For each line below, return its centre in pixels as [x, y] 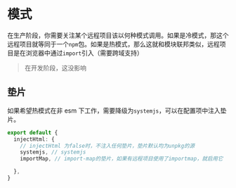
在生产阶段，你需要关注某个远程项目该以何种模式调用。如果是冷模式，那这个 [118, 35]
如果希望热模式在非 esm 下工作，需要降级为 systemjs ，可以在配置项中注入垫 [117, 111]
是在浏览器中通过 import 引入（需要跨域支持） [78, 53]
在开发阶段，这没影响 [55, 68]
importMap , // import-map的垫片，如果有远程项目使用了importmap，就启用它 [122, 159]
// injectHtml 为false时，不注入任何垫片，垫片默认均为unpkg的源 [107, 146]
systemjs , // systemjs [53, 152]
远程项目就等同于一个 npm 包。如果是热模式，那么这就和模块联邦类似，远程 [113, 44]
